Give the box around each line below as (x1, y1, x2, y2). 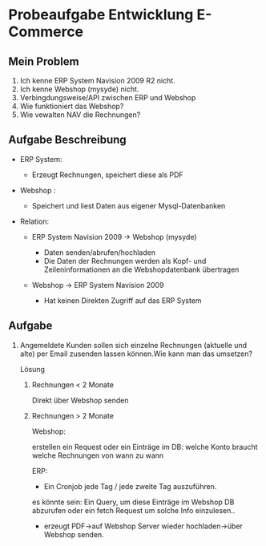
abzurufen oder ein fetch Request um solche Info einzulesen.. (31, 505, 236, 515)
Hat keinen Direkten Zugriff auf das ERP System (43, 295, 202, 305)
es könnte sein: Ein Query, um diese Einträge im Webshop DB (31, 497, 235, 507)
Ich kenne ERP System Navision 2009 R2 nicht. (19, 76, 175, 85)
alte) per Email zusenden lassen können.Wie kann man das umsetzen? (19, 349, 253, 358)
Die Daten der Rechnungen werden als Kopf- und (43, 256, 207, 265)
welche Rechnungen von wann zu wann (31, 451, 164, 460)
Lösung (19, 364, 46, 374)
